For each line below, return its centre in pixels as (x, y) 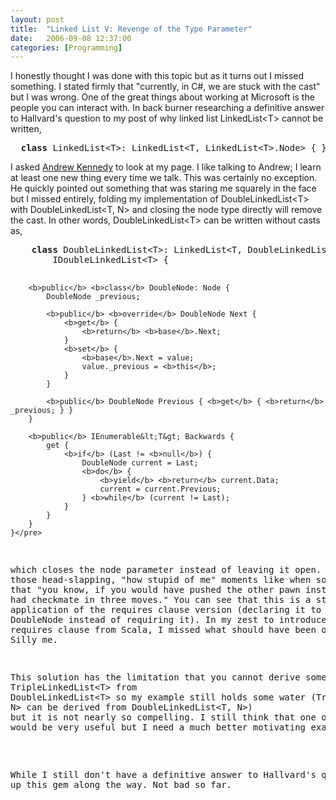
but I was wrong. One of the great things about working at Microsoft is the (162, 97)
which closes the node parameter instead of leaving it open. (166, 570)
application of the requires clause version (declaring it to (166, 610)
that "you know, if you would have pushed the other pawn (155, 590)
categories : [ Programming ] (66, 47)
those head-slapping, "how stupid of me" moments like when (161, 580)
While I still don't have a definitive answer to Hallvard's (163, 775)
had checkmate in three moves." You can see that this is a (161, 600)
